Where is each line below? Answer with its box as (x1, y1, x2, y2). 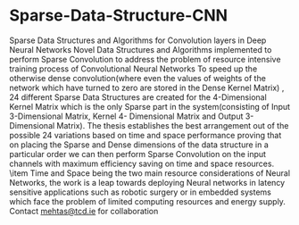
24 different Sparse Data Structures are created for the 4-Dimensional (9, 91, 268, 103)
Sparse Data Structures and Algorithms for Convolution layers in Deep (9, 35, 267, 46)
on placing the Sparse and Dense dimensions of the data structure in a (9, 139, 270, 150)
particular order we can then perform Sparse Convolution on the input (9, 148, 266, 159)
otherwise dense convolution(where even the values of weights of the (9, 72, 266, 83)
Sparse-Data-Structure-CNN (9, 5, 228, 26)
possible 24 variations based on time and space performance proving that (9, 129, 282, 140)
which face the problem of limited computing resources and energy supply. (9, 196, 286, 206)
